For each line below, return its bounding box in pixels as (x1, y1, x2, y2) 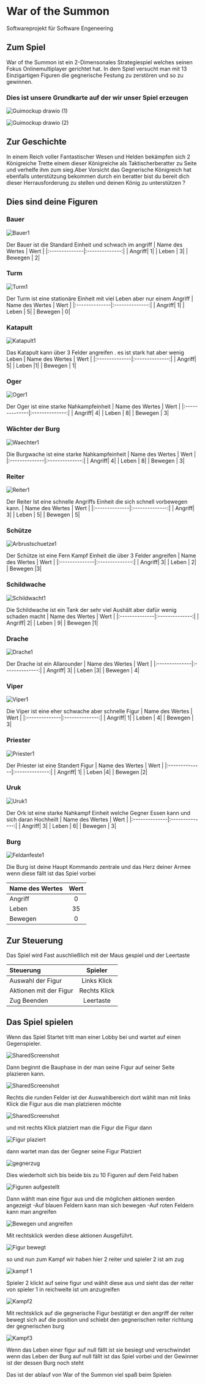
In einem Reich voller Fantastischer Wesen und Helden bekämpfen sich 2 (6, 153, 191, 160)
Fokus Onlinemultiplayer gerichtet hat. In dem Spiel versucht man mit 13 (6, 65, 187, 72)
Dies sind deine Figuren (6, 197, 98, 207)
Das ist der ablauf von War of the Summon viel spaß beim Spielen (6, 1371, 172, 1378)
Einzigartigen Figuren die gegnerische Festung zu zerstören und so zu (6, 72, 184, 79)
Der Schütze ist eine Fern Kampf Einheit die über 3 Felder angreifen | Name (6, 552, 196, 559)
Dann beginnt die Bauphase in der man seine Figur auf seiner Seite (6, 1063, 175, 1071)
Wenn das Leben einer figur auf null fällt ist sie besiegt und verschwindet (6, 1346, 191, 1353)
